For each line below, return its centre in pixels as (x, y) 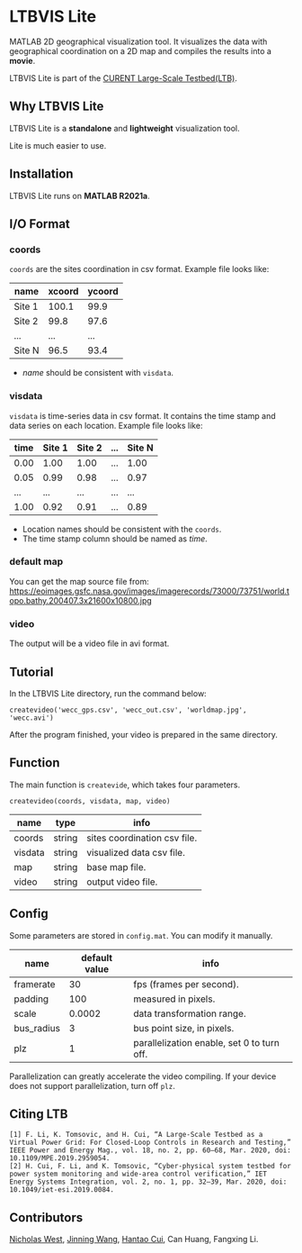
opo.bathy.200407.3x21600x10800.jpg (81, 600)
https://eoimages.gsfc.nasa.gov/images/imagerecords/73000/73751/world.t (150, 591)
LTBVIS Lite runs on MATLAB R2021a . (80, 195)
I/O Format (40, 224)
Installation (41, 174)
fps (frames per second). (187, 984)
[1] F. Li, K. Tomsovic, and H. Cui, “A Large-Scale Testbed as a (136, 1135)
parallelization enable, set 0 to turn (207, 1042)
